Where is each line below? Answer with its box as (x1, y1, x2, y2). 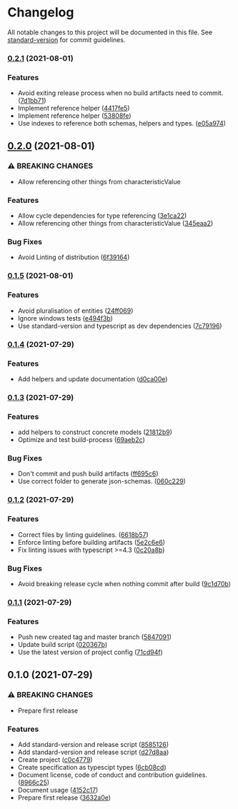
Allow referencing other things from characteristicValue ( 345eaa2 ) (17, 219, 214, 228)
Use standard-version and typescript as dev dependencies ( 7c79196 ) (17, 321, 223, 330)
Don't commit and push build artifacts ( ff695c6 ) (17, 469, 159, 478)
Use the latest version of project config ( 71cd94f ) (17, 648, 163, 657)
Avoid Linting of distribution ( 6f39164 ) (17, 253, 130, 261)
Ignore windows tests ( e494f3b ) (17, 313, 113, 322)
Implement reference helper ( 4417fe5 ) (17, 104, 130, 113)
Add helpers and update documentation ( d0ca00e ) (17, 374, 168, 383)
